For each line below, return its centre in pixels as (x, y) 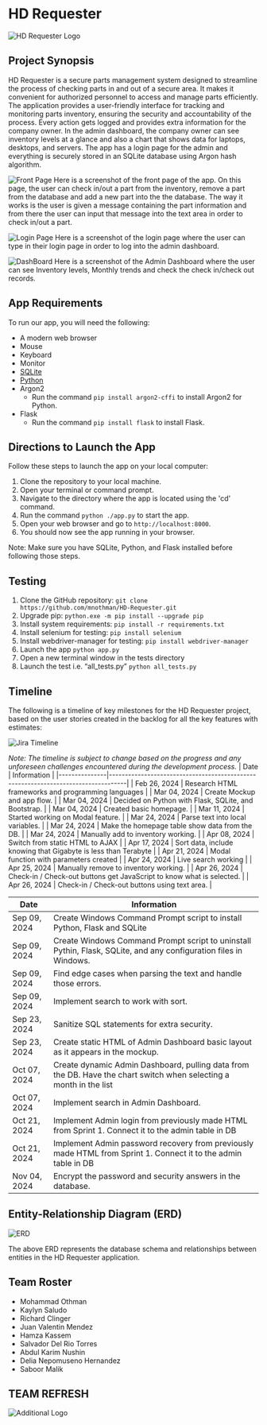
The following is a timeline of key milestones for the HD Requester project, (130, 711)
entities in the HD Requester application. (74, 1257)
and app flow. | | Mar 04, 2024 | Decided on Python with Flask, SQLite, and (131, 800)
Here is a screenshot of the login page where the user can (150, 237)
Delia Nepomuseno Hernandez (70, 1361)
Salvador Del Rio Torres (58, 1343)
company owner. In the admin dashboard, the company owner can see (124, 130)
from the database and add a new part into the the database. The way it (126, 196)
